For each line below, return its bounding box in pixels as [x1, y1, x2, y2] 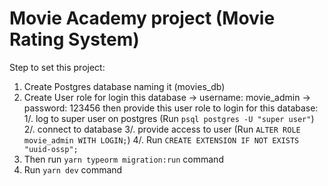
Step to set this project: [9, 61, 106, 73]
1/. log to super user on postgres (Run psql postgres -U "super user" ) [23, 112, 315, 124]
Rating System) [9, 28, 140, 51]
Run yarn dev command [23, 163, 123, 176]
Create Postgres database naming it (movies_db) [23, 80, 226, 92]
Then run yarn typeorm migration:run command [23, 153, 224, 165]
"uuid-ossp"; [23, 144, 79, 154]
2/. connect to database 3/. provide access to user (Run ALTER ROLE [23, 123, 301, 135]
